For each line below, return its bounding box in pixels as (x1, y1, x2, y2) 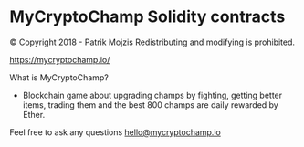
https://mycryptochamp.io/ (9, 54, 110, 65)
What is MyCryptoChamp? (9, 71, 110, 83)
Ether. (22, 109, 46, 120)
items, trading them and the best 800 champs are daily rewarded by (22, 99, 278, 110)
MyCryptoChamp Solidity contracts (9, 6, 286, 27)
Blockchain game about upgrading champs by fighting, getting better (22, 89, 283, 100)
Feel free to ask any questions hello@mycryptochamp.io (9, 126, 221, 138)
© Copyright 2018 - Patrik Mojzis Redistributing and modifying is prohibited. (9, 37, 295, 47)
